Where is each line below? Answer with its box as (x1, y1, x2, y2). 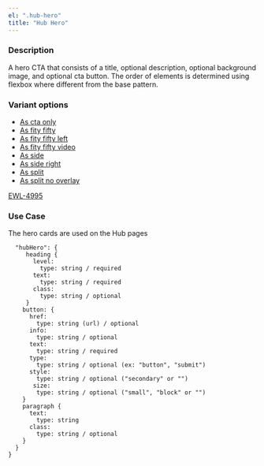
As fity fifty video (19, 143, 76, 152)
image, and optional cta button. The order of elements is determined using (8, 71, 250, 80)
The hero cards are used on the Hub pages (8, 229, 148, 238)
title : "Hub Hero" (8, 19, 69, 27)
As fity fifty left (19, 134, 69, 144)
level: (32, 258, 55, 266)
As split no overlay (19, 176, 80, 185)
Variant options (8, 99, 69, 110)
